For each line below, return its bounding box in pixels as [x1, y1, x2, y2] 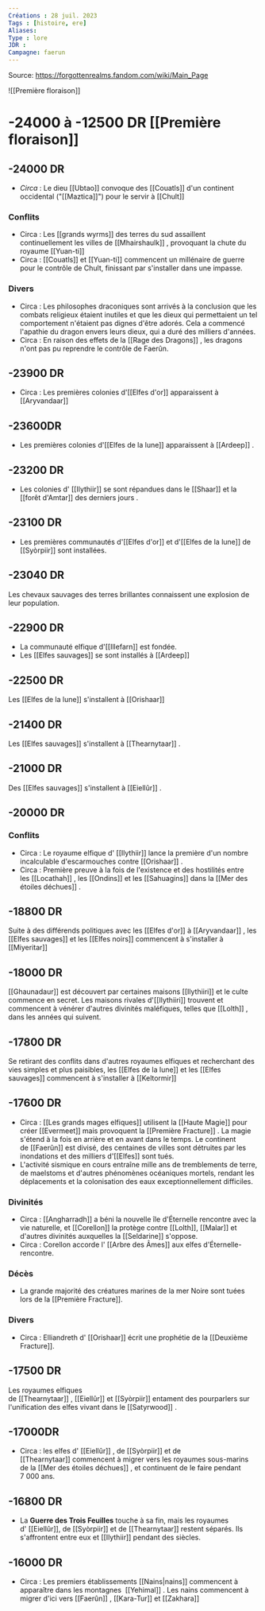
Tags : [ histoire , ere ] [8, 19, 87, 27]
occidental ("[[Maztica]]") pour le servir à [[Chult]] [19, 192, 185, 201]
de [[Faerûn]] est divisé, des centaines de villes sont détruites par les [19, 1143, 247, 1152]
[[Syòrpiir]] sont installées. [19, 545, 107, 555]
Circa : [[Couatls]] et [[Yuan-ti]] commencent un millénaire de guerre [19, 255, 245, 265]
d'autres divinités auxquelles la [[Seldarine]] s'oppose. [19, 1232, 198, 1241]
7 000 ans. [19, 1472, 56, 1481]
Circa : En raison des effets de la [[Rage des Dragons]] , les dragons [19, 335, 243, 344]
